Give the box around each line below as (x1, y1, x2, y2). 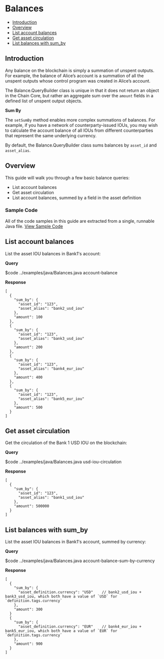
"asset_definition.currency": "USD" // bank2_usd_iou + (18, 590, 141, 595)
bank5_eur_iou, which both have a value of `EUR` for (5, 629, 118, 633)
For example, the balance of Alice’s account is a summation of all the (5, 72, 144, 79)
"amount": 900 (14, 641, 43, 647)
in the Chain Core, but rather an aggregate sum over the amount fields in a (5, 92, 154, 98)
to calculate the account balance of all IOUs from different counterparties (5, 127, 153, 133)
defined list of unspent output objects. (5, 98, 82, 104)
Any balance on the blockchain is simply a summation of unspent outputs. (5, 67, 155, 73)
